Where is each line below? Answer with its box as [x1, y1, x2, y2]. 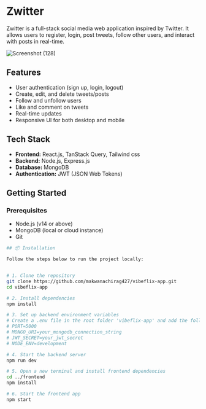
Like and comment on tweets [15, 103, 89, 111]
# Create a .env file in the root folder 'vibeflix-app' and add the [6, 317, 188, 324]
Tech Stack [6, 134, 50, 145]
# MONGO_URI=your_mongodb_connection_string [6, 329, 122, 335]
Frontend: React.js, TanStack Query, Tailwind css [15, 150, 140, 158]
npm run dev [6, 357, 37, 364]
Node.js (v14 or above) [15, 220, 73, 228]
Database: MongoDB [15, 163, 69, 171]
